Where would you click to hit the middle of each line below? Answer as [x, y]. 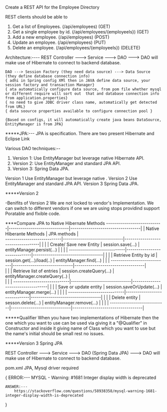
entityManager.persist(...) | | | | [37, 250]
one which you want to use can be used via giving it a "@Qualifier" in [76, 323]
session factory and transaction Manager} [50, 85]
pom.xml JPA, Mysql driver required [42, 368]
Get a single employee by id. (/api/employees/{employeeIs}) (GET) [81, 32]
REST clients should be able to [36, 17]
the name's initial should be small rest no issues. [55, 333]
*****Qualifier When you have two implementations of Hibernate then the [82, 318]
